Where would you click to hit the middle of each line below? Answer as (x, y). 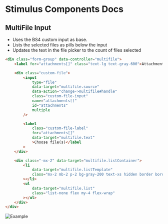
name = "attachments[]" (54, 101)
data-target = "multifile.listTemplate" (72, 170)
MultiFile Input (28, 28)
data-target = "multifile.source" (65, 87)
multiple (41, 110)
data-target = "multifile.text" (63, 138)
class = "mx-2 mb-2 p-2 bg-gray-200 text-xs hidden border (92, 175)
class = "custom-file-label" (60, 128)
